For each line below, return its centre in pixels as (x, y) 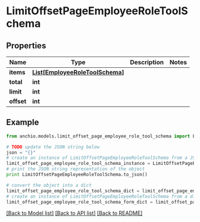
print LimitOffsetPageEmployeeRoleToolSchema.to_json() (77, 175)
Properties (26, 46)
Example (23, 122)
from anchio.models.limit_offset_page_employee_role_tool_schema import (98, 136)
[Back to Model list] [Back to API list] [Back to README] (74, 213)
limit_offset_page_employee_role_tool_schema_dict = (73, 191)
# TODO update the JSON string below (53, 147)
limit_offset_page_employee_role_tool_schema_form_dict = (79, 202)
